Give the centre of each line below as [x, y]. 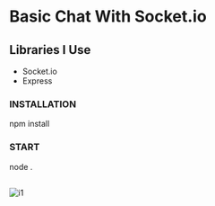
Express [37, 81]
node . [21, 166]
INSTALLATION [43, 103]
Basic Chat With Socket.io [108, 17]
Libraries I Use [50, 50]
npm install [30, 124]
